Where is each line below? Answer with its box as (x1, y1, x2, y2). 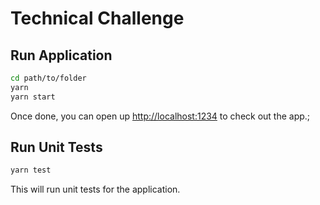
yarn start (10, 92, 56, 102)
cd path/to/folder (10, 73, 87, 83)
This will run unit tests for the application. (10, 183, 181, 196)
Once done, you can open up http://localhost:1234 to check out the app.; (10, 110, 311, 122)
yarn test (10, 165, 52, 176)
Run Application (10, 47, 113, 64)
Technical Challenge (10, 7, 185, 30)
